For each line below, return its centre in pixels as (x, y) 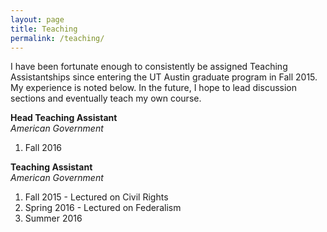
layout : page (37, 19)
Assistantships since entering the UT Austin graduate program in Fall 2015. (164, 77)
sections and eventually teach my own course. (106, 98)
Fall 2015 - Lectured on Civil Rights (96, 197)
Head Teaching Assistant (64, 118)
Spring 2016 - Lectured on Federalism (103, 208)
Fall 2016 (43, 148)
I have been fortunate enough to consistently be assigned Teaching (149, 67)
